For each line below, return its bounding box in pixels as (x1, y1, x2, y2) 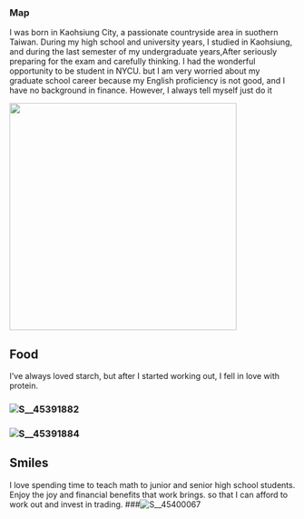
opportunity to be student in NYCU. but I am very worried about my (9, 65, 260, 76)
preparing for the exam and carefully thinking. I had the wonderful (9, 56, 256, 67)
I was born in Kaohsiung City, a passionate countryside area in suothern (9, 27, 279, 38)
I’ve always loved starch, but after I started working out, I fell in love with (9, 371, 279, 382)
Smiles (9, 455, 49, 471)
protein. (9, 380, 39, 392)
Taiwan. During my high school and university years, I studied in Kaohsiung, (9, 36, 293, 47)
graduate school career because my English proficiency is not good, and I (9, 75, 286, 86)
